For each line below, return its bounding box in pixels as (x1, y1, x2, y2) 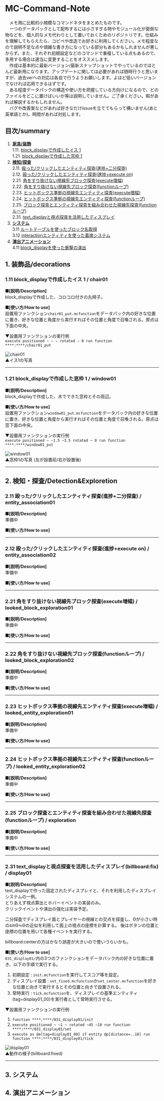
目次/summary (5, 127, 50, 135)
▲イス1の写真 (5, 357, 33, 363)
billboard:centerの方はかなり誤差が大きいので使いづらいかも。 (5, 938, 131, 945)
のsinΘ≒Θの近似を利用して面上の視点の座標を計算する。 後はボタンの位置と (5, 922, 159, 928)
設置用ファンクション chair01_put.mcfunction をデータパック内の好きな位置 (5, 311, 156, 316)
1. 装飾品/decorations (5, 260, 71, 269)
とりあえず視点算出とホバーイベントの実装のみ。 (5, 899, 103, 906)
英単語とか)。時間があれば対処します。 (5, 111, 83, 117)
